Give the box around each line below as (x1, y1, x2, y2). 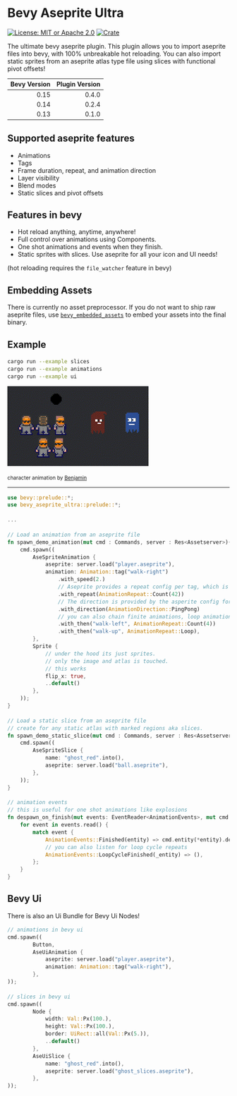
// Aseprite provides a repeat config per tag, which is (57, 583, 229, 590)
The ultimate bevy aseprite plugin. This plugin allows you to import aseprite (7, 42, 226, 50)
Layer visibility (17, 173, 60, 182)
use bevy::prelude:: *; (7, 494, 74, 501)
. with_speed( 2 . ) (57, 576, 106, 583)
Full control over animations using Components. (17, 235, 157, 244)
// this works (44, 665, 87, 672)
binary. (7, 318, 28, 327)
